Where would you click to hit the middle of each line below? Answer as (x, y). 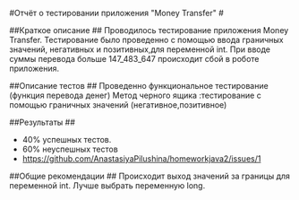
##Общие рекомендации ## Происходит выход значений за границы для (150, 176)
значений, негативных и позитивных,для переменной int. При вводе (140, 49)
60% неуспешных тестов (70, 149)
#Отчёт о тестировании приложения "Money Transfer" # (116, 13)
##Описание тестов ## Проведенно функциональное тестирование (139, 86)
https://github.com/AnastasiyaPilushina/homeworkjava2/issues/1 (141, 159)
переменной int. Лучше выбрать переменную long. (107, 186)
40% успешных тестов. (67, 139)
